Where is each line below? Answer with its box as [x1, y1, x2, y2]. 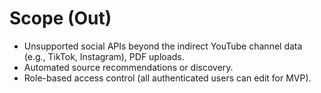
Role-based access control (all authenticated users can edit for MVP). [23, 72, 312, 84]
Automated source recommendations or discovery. [23, 61, 234, 73]
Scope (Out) [9, 7, 112, 30]
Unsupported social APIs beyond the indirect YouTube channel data [23, 40, 303, 52]
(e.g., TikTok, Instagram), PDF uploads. [23, 50, 185, 62]
